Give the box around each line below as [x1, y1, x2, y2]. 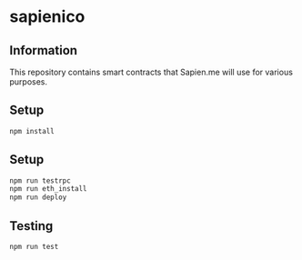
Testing [9, 218, 54, 234]
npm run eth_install [9, 185, 88, 194]
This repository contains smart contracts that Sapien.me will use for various [9, 66, 294, 77]
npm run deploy [9, 193, 67, 202]
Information [9, 43, 78, 58]
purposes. [9, 76, 48, 87]
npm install [9, 126, 55, 135]
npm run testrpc [9, 175, 71, 185]
